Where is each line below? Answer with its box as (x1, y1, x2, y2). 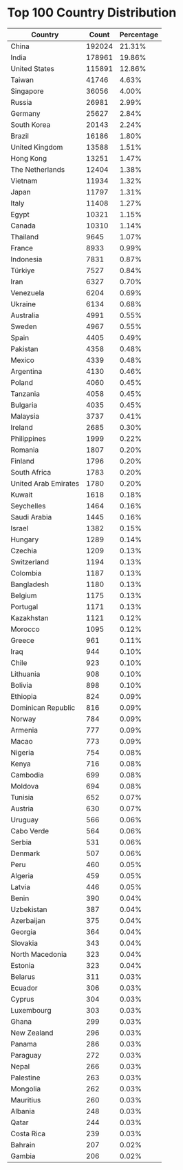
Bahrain (10, 1140, 36, 1149)
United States (10, 63, 55, 73)
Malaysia (10, 411, 40, 421)
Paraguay (10, 1050, 42, 1060)
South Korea (10, 119, 51, 129)
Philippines (10, 433, 46, 443)
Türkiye (10, 266, 35, 275)
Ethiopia (10, 691, 37, 701)
